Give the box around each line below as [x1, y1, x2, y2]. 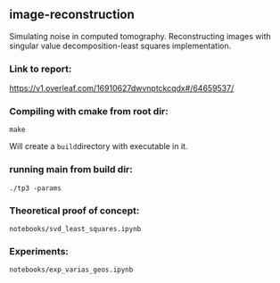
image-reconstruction [9, 7, 136, 22]
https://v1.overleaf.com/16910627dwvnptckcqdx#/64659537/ [9, 83, 235, 94]
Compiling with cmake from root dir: [9, 105, 169, 118]
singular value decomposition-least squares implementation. [9, 40, 232, 51]
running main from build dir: [9, 163, 133, 176]
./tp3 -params [9, 183, 62, 193]
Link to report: [9, 62, 72, 75]
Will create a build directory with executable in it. [9, 141, 188, 152]
